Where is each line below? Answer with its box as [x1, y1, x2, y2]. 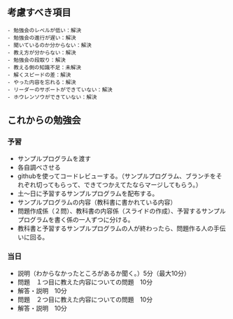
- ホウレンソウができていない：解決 [7, 94, 97, 101]
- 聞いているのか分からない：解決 [7, 41, 92, 49]
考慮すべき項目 [7, 6, 71, 19]
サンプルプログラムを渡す [17, 154, 91, 163]
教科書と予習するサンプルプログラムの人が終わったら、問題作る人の [17, 224, 213, 232]
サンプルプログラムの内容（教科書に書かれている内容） [17, 198, 177, 206]
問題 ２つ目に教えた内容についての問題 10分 [17, 295, 153, 304]
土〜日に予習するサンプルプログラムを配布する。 [17, 189, 159, 198]
